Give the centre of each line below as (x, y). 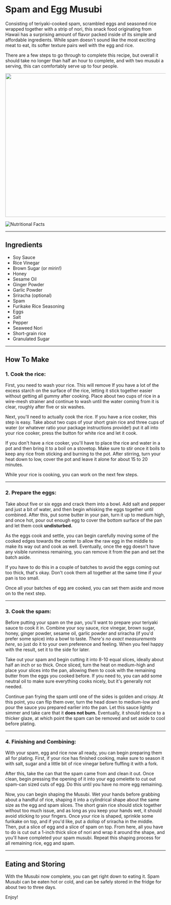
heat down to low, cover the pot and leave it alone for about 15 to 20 (77, 459)
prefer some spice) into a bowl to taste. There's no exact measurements (81, 639)
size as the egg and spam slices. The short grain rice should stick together (83, 805)
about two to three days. (31, 887)
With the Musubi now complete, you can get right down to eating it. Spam (82, 876)
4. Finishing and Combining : (41, 741)
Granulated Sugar (31, 339)
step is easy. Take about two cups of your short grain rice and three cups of (85, 422)
